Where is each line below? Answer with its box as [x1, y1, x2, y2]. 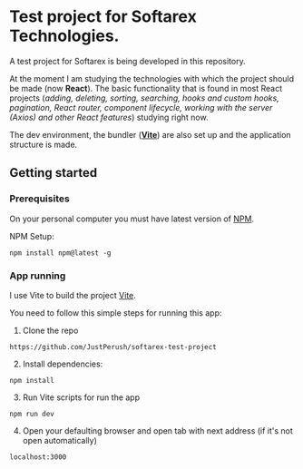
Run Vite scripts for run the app [22, 392, 141, 403]
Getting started [9, 165, 98, 181]
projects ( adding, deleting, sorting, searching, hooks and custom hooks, [9, 93, 279, 103]
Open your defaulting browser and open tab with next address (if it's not [22, 425, 293, 436]
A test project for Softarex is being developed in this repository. [9, 55, 247, 66]
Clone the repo [22, 325, 79, 336]
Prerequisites [9, 192, 70, 205]
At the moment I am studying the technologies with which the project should [9, 73, 295, 83]
